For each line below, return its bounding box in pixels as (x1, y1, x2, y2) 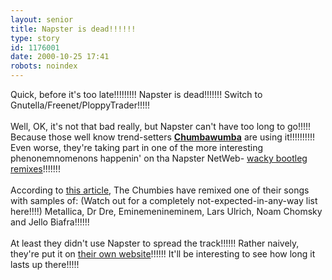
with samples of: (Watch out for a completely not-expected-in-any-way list (10, 195, 318, 206)
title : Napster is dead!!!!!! (10, 24, 137, 34)
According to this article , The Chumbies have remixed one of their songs (10, 184, 310, 196)
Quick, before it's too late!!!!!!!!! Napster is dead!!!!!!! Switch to (10, 89, 263, 100)
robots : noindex (10, 61, 78, 71)
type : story (10, 33, 60, 43)
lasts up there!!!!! (10, 259, 80, 270)
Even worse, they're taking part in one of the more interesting (10, 142, 263, 153)
